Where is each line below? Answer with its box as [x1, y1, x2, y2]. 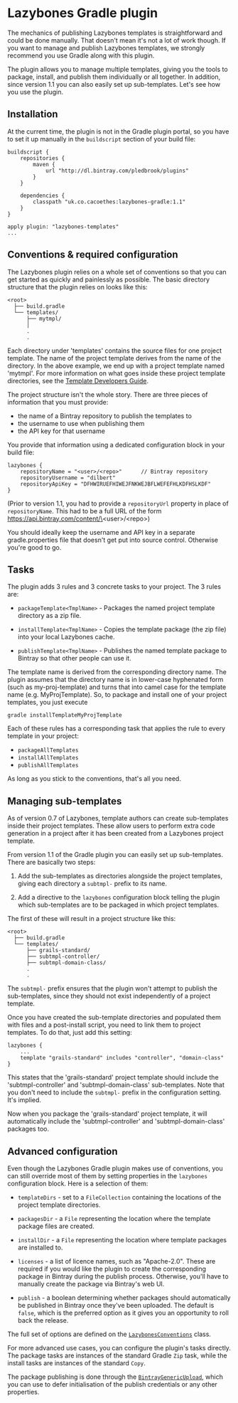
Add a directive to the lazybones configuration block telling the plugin [17, 893, 220, 902]
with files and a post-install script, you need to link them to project [7, 1020, 201, 1029]
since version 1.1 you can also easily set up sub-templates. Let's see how [7, 80, 221, 88]
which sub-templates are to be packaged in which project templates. [17, 901, 219, 909]
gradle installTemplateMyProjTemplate [7, 712, 122, 719]
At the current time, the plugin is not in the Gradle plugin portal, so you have [7, 127, 229, 136]
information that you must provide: [7, 398, 109, 406]
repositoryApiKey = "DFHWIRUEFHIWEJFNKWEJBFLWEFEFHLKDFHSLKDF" [20, 480, 212, 488]
